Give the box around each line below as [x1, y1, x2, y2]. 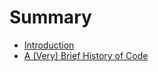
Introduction [23, 39, 75, 51]
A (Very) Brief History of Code [23, 49, 149, 61]
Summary [9, 6, 92, 29]
